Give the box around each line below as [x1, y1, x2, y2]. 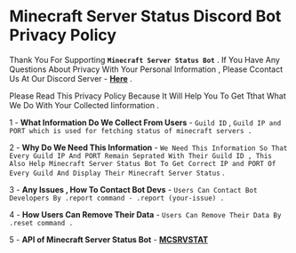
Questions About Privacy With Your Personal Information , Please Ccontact [9, 64, 284, 75]
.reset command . [9, 218, 74, 227]
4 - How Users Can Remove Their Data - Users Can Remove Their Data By [9, 209, 282, 219]
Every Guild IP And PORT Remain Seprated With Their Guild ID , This [9, 151, 273, 161]
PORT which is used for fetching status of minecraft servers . [9, 126, 252, 135]
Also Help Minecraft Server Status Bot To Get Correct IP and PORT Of [9, 159, 276, 168]
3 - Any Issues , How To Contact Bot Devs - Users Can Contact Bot [9, 184, 258, 194]
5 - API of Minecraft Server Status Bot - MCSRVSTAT [9, 233, 209, 245]
